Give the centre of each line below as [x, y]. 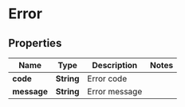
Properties [35, 43]
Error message [115, 92]
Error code [107, 78]
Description [115, 65]
